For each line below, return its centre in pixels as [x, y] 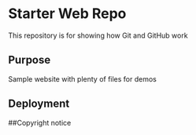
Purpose [30, 60]
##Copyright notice [40, 122]
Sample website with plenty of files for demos [83, 78]
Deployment [39, 104]
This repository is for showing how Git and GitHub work [98, 35]
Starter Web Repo [67, 14]
